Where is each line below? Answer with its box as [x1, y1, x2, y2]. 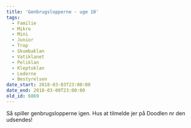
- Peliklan [12, 59, 39, 65]
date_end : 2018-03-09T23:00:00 [6, 88, 85, 94]
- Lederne [12, 71, 36, 77]
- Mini [12, 31, 28, 37]
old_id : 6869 [6, 93, 39, 99]
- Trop [12, 43, 28, 49]
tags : [6, 14, 20, 21]
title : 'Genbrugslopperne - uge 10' [6, 8, 99, 15]
